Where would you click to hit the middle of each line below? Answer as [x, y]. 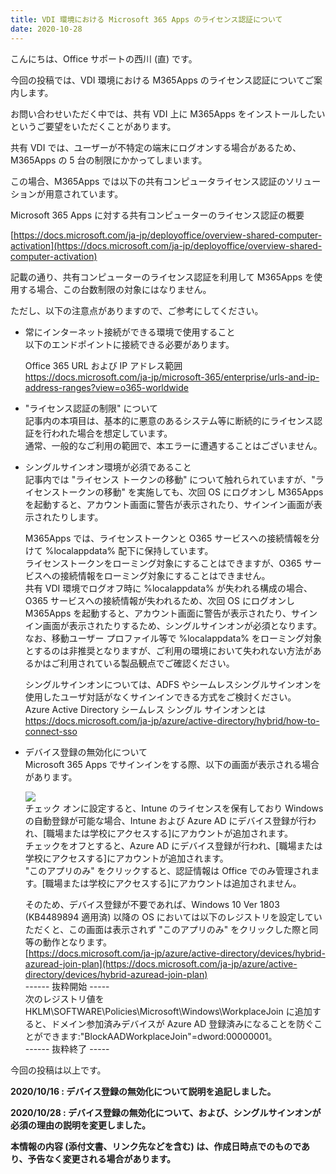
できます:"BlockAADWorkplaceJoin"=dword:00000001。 [160, 1036]
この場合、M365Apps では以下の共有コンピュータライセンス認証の [148, 181]
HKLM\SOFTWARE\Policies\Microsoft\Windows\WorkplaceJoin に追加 [168, 1011]
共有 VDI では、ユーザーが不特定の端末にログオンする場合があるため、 [156, 147]
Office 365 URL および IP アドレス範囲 [103, 365]
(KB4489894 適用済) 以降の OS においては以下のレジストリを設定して [169, 917]
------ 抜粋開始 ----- [67, 986]
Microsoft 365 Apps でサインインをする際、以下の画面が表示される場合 [172, 764]
